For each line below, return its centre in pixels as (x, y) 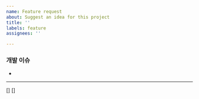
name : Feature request (34, 11)
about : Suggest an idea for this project (58, 17)
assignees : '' (24, 34)
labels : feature (26, 28)
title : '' (18, 22)
